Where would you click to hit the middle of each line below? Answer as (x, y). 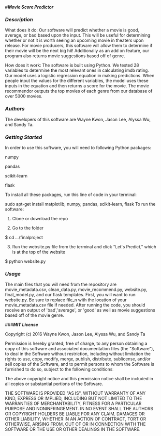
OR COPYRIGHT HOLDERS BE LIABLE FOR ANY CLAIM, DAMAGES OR (75, 414)
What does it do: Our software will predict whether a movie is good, (72, 30)
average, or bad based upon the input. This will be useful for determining (78, 35)
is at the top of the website (38, 252)
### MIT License (22, 325)
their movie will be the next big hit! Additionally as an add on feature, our (77, 51)
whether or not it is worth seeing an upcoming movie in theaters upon (74, 40)
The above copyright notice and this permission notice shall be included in (79, 379)
